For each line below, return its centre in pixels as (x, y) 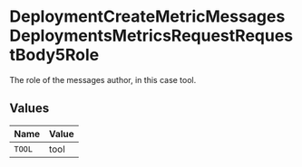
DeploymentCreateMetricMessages (147, 17)
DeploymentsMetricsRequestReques (151, 36)
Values (29, 109)
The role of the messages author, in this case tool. (103, 79)
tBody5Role (54, 55)
